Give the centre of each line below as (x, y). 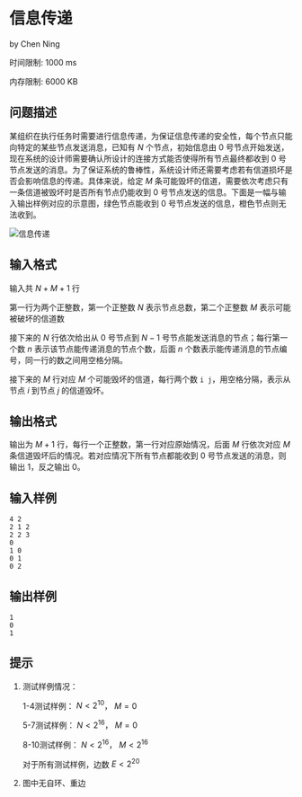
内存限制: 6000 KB (44, 81)
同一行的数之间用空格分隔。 (76, 359)
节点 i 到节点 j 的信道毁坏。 (59, 390)
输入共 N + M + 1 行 (45, 288)
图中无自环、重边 (54, 784)
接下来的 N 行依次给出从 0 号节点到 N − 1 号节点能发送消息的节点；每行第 (145, 337)
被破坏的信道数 (37, 318)
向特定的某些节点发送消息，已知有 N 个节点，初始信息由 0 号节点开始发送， (149, 147)
